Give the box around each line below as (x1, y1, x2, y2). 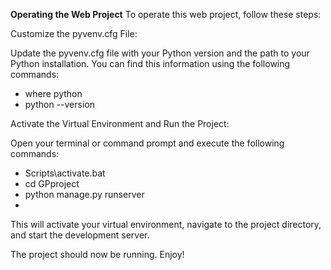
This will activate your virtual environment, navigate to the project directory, (10, 219, 322, 230)
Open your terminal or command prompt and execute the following (10, 137, 285, 149)
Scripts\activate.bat (24, 167, 106, 179)
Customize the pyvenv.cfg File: (10, 28, 138, 39)
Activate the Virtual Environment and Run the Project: (10, 118, 230, 129)
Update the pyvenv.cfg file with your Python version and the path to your (10, 47, 310, 59)
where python (24, 88, 83, 99)
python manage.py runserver (24, 189, 145, 200)
